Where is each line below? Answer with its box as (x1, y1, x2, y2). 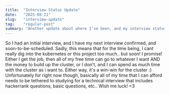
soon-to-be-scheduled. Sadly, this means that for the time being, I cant (5, 45, 154, 52)
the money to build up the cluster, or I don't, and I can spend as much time (5, 62, 160, 68)
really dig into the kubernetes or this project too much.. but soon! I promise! (5, 51, 163, 57)
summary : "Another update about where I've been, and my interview (5, 26, 151, 31)
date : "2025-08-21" (5, 12, 51, 17)
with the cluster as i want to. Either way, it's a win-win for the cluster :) (5, 67, 152, 73)
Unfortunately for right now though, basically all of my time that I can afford (5, 72, 162, 78)
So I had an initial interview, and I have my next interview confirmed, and (5, 40, 156, 46)
